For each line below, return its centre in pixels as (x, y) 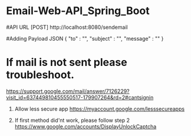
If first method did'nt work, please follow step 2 (72, 120)
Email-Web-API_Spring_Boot (78, 11)
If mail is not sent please (67, 62)
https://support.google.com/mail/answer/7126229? (68, 91)
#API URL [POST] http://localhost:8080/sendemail (67, 27)
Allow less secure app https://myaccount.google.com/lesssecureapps (99, 109)
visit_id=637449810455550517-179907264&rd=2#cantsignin (80, 97)
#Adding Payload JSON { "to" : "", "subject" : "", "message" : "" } (85, 38)
